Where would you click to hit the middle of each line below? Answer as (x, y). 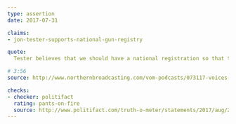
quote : (17, 52)
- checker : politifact (40, 97)
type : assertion (31, 14)
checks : (19, 90)
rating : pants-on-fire (47, 103)
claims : (19, 33)
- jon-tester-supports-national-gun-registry (75, 39)
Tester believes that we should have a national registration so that (119, 59)
